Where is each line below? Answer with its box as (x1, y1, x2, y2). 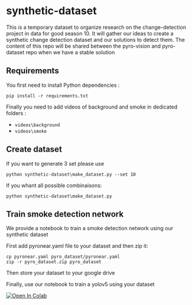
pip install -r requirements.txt (6, 93, 89, 99)
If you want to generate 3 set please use (6, 160, 105, 167)
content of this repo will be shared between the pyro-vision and (6, 42, 161, 50)
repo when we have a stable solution (25, 48, 115, 55)
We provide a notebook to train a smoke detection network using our (6, 225, 173, 232)
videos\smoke (14, 128, 47, 134)
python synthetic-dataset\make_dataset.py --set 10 (6, 171, 136, 178)
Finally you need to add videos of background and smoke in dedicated (6, 103, 178, 110)
